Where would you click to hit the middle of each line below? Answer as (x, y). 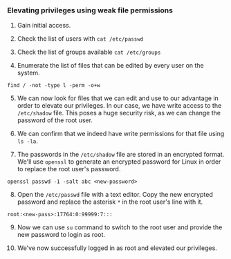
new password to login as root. (61, 235)
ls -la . (27, 141)
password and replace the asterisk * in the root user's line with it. (110, 202)
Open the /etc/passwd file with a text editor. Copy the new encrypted (115, 195)
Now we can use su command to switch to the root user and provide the (120, 227)
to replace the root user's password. (69, 169)
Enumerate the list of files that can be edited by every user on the (110, 66)
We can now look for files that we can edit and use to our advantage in (118, 98)
